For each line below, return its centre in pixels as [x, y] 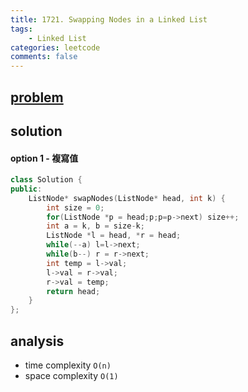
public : [26, 189]
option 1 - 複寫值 [44, 158]
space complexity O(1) [71, 376]
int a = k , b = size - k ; [95, 226]
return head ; [73, 291]
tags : [21, 29]
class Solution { [46, 180]
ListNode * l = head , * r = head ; [114, 236]
